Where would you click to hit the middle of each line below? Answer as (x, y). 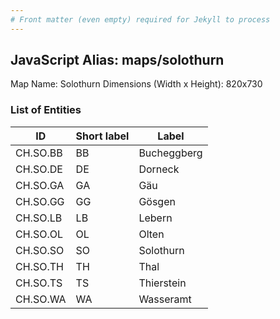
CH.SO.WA (41, 299)
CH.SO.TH (39, 266)
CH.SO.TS (39, 283)
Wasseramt (165, 299)
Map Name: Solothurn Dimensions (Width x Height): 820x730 (136, 84)
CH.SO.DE (39, 169)
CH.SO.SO (40, 250)
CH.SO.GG (40, 201)
